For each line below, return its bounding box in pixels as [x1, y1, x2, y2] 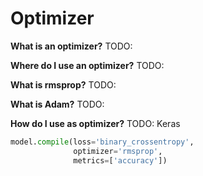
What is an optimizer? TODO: [10, 40, 133, 52]
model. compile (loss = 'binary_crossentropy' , [10, 137, 195, 147]
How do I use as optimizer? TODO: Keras [10, 117, 181, 129]
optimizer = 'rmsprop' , [73, 146, 163, 156]
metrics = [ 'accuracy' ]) [73, 155, 168, 166]
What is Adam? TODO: [10, 98, 105, 110]
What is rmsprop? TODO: [10, 78, 117, 91]
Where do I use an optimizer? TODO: [10, 59, 165, 71]
